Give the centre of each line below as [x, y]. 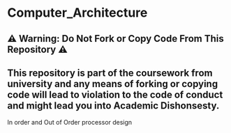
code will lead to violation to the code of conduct [115, 94]
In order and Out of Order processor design [70, 123]
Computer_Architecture [77, 13]
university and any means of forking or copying [113, 84]
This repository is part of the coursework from [110, 73]
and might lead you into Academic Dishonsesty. [113, 105]
